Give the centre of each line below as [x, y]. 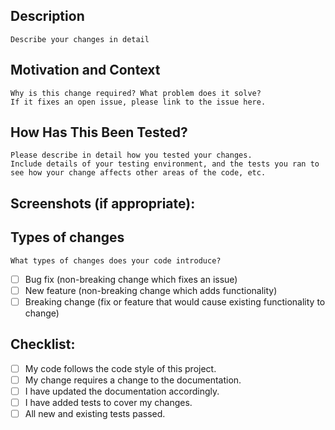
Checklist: [43, 344]
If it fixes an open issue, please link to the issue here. [138, 102]
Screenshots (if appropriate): [103, 203]
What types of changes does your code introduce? [116, 260]
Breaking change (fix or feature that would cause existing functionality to [175, 301]
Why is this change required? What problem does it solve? [136, 93]
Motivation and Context [85, 70]
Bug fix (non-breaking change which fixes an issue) [131, 279]
